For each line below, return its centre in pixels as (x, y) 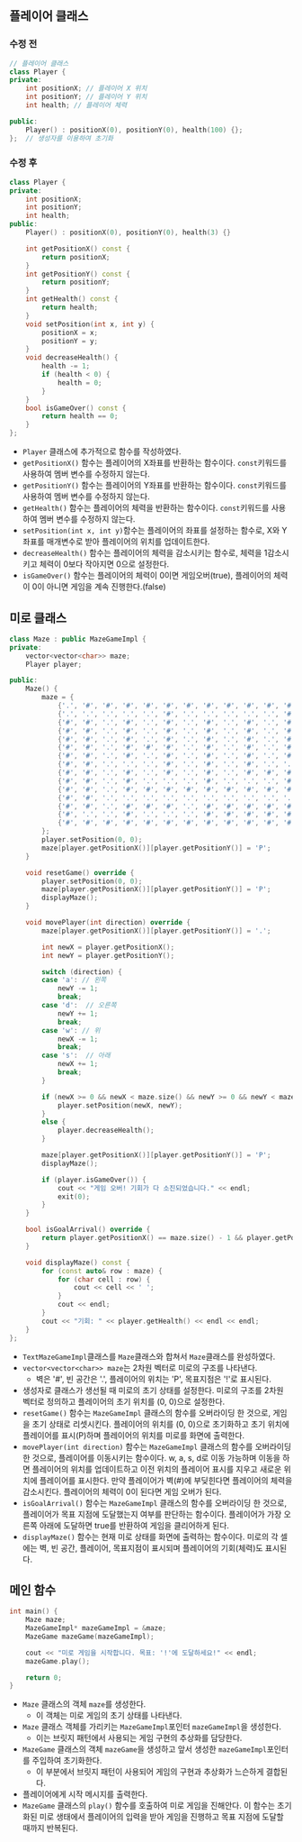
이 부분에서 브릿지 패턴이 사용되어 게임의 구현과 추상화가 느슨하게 (150, 1772)
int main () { (34, 1611)
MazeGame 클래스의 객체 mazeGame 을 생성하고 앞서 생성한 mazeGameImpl (144, 1749)
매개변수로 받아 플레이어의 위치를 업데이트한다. (128, 542)
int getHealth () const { (72, 299)
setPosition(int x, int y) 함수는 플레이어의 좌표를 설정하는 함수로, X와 (151, 531)
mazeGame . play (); (58, 1661)
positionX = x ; (70, 333)
